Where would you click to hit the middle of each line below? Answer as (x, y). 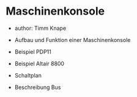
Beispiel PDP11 (33, 52)
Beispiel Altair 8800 (39, 63)
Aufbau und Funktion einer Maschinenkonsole (72, 40)
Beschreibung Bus (38, 87)
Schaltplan (28, 75)
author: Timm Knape (40, 28)
